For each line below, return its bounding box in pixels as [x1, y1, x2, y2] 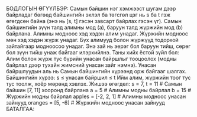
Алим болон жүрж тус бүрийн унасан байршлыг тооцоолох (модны [6, 56, 177, 62]
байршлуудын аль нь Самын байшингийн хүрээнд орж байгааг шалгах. [6, 68, 187, 74]
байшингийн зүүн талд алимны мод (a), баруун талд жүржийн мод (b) [6, 24, 183, 31]
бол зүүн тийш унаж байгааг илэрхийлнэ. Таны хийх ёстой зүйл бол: [6, 49, 179, 56]
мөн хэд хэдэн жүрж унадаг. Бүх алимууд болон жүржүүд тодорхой [6, 37, 179, 43]
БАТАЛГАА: [6, 106, 34, 112]
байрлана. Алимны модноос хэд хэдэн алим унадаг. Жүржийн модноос [6, 30, 188, 37]
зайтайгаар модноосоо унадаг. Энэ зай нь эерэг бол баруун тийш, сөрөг [6, 43, 191, 50]
